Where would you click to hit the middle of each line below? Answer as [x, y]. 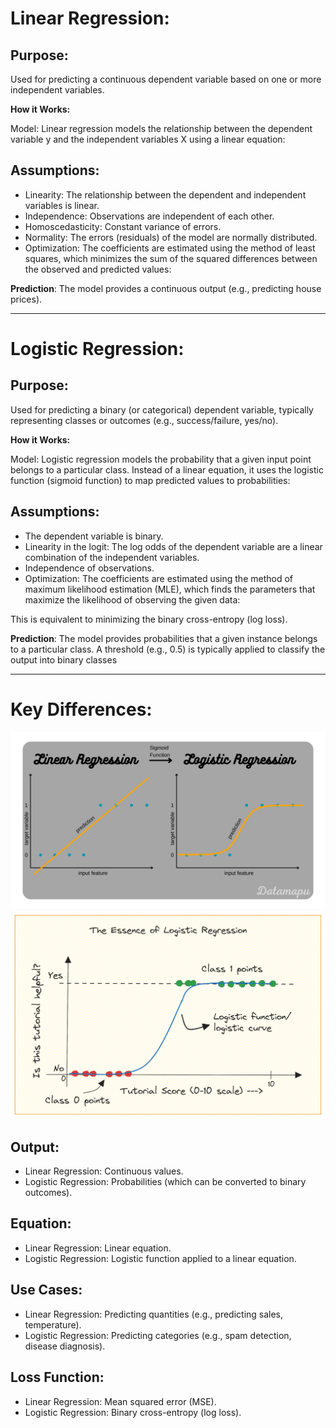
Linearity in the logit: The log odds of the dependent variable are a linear [173, 546]
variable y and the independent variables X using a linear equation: [148, 139]
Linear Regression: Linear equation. [98, 1248]
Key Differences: [81, 709]
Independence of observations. [89, 568]
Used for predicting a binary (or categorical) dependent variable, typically [162, 409]
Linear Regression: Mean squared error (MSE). [120, 1401]
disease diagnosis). [65, 1346]
